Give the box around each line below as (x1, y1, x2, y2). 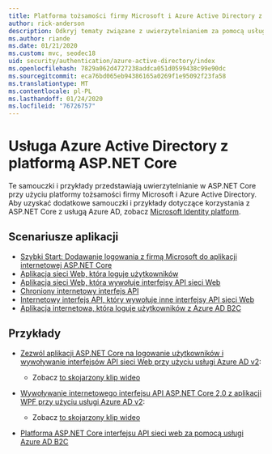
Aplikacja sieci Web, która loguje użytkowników (19, 269, 179, 278)
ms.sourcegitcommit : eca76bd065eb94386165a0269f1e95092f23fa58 (8, 72, 227, 80)
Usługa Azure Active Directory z (8, 137, 229, 155)
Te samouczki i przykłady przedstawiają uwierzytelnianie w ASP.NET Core (8, 181, 257, 191)
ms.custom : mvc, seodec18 (8, 49, 96, 57)
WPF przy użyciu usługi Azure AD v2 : (19, 397, 146, 406)
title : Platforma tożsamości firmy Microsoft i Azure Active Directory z (8, 11, 263, 20)
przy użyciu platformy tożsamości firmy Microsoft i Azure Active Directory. (8, 189, 257, 199)
